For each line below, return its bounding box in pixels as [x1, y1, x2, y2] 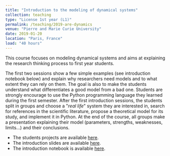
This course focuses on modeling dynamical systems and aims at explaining [5, 55, 165, 61]
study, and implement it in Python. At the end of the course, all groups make [5, 114, 165, 120]
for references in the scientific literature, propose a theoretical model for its [5, 108, 163, 114]
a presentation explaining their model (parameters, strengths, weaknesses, [5, 119, 163, 125]
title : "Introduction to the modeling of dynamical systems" [5, 7, 138, 13]
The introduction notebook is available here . [12, 145, 106, 151]
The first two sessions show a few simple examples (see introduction [5, 70, 151, 76]
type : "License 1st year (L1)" [5, 17, 72, 22]
